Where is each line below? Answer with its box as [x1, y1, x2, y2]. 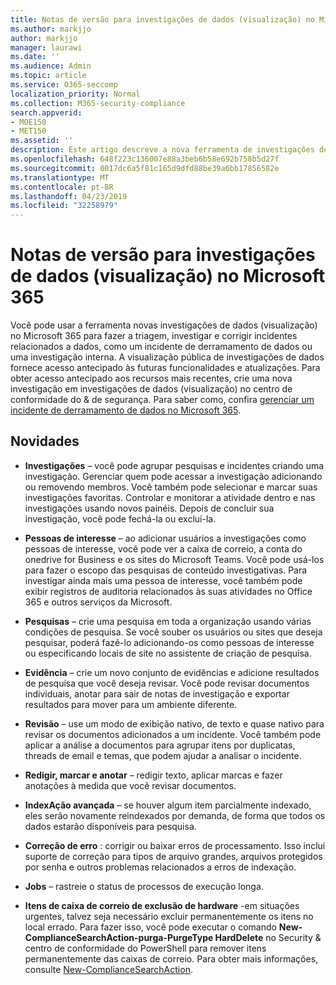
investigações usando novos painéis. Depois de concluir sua [24, 502, 275, 514]
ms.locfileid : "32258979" [10, 201, 118, 211]
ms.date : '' [10, 52, 60, 62]
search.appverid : [10, 107, 83, 118]
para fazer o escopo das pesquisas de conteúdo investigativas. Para [24, 564, 308, 576]
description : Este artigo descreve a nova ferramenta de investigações [10, 145, 315, 155]
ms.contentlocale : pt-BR [10, 182, 114, 192]
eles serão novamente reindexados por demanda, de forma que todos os [24, 809, 326, 821]
